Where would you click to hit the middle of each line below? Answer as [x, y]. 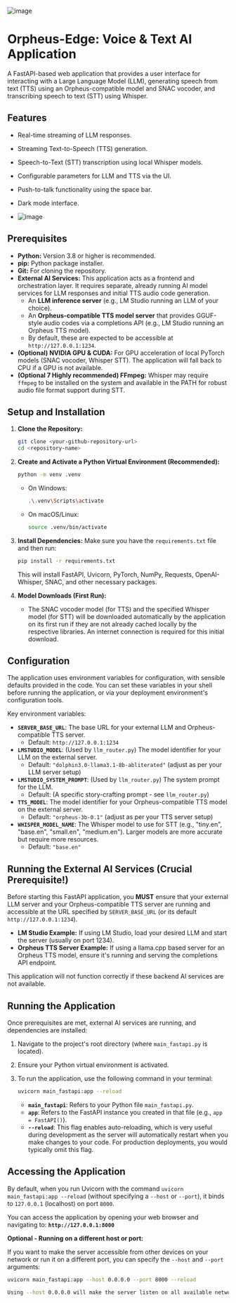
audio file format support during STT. [71, 390]
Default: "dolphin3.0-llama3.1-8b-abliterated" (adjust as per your [125, 765]
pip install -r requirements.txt [66, 561]
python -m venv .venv [49, 475]
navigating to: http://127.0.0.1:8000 [61, 1224]
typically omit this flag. [61, 1149]
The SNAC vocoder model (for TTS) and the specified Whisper [118, 609]
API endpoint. [37, 963]
